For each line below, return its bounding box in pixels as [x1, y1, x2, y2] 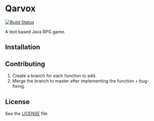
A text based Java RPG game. [5, 29, 65, 34]
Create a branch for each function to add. [12, 73, 97, 79]
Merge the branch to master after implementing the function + [12, 78, 138, 84]
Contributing [5, 60, 45, 68]
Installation [5, 43, 40, 52]
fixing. [12, 83, 26, 89]
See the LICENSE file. [5, 110, 49, 116]
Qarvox [5, 3, 36, 14]
